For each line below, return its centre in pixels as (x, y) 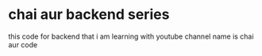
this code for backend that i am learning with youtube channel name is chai (131, 36)
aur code (23, 44)
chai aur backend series (89, 15)
